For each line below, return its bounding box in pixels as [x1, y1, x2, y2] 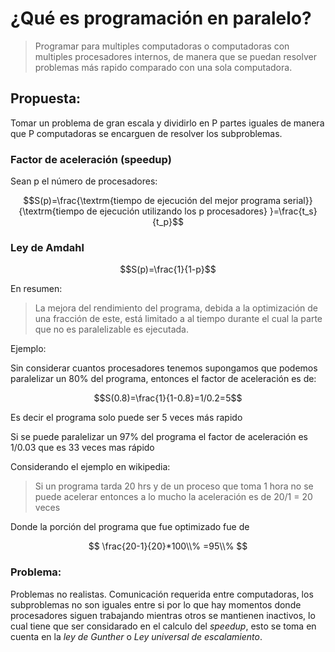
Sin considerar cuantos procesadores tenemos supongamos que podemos [10, 362, 318, 374]
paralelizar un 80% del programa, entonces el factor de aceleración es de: [10, 373, 317, 385]
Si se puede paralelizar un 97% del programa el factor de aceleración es [10, 431, 308, 443]
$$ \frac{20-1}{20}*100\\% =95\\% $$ [88, 540, 248, 552]
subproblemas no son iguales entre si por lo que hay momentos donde [10, 598, 302, 611]
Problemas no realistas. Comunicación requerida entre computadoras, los [10, 588, 314, 600]
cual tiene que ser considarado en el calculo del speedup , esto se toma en [10, 620, 317, 632]
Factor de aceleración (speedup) [10, 152, 172, 166]
